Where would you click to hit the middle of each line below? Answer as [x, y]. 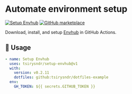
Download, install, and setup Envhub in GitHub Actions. [61, 32]
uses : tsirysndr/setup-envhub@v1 [44, 63]
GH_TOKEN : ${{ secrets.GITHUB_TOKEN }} [55, 87]
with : [15, 68]
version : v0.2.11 [32, 73]
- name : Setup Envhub [27, 59]
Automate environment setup [66, 9]
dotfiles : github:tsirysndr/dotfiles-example [61, 77]
